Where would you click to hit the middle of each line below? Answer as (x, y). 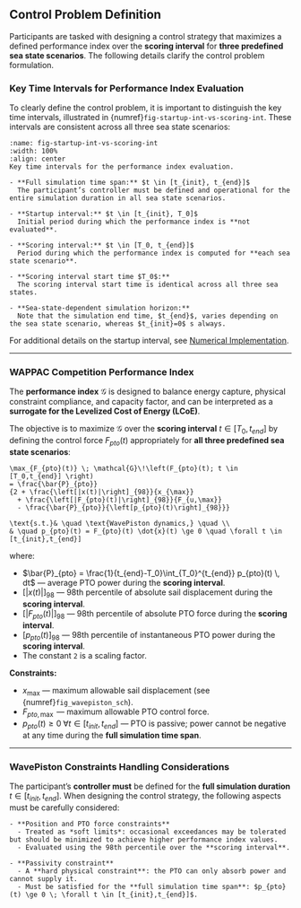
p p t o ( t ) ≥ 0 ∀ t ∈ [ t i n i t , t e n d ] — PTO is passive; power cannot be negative (154, 724)
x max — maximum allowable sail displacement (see (116, 692)
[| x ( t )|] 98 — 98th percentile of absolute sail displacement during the (147, 593)
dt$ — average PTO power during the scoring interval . (124, 583)
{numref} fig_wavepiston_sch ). (77, 703)
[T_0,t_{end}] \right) (52, 476)
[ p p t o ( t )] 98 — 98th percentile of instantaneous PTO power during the (149, 636)
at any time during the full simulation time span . (112, 735)
